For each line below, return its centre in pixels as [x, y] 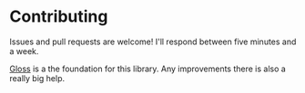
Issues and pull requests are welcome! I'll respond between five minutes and [153, 42]
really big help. [37, 78]
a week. [24, 51]
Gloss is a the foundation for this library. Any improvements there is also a [148, 69]
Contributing [59, 17]
